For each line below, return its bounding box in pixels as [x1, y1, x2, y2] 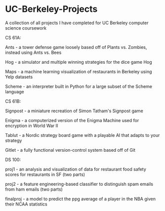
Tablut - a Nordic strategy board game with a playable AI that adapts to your [5, 132, 160, 138]
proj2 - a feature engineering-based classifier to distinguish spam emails [5, 181, 153, 187]
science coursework [5, 25, 47, 31]
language [5, 88, 24, 94]
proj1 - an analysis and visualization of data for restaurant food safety [5, 166, 147, 172]
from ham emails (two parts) [5, 186, 63, 192]
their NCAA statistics [5, 201, 48, 207]
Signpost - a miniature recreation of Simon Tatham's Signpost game [5, 108, 143, 114]
